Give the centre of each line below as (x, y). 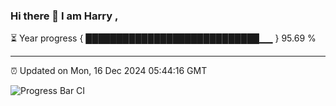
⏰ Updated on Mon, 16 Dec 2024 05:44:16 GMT (109, 71)
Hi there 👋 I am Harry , (64, 16)
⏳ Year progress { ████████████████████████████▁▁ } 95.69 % (163, 38)
